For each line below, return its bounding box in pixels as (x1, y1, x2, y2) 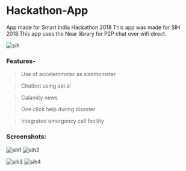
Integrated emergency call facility (20, 117, 104, 124)
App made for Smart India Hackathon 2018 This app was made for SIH (6, 24, 181, 31)
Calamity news (20, 94, 58, 102)
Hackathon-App (6, 4, 88, 18)
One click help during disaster (20, 106, 96, 113)
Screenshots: (6, 132, 47, 141)
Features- (6, 57, 36, 65)
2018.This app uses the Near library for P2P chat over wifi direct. (6, 30, 167, 37)
